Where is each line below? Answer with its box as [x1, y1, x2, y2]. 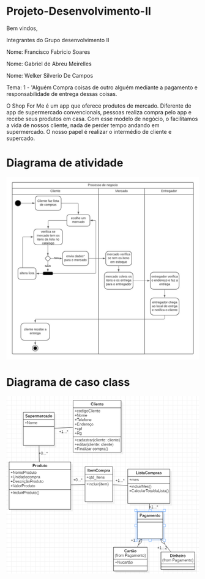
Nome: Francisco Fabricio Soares [6, 48, 91, 56]
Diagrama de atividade [6, 156, 124, 170]
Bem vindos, [6, 24, 38, 32]
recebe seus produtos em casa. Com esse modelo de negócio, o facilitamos [6, 115, 198, 122]
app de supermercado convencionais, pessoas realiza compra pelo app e [6, 108, 192, 116]
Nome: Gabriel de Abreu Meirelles [6, 60, 92, 67]
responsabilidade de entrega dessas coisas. [6, 90, 117, 97]
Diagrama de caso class [6, 375, 130, 389]
